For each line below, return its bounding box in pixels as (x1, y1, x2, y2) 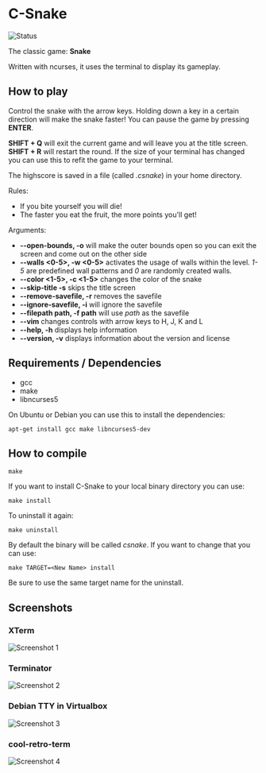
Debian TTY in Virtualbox (8, 701, 108, 712)
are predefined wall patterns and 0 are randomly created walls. (26, 265, 233, 275)
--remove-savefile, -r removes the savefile (19, 291, 162, 300)
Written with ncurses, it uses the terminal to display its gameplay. (8, 61, 221, 72)
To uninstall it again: (8, 511, 74, 520)
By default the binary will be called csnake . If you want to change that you (8, 540, 251, 550)
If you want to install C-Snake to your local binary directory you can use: (8, 481, 245, 491)
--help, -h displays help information (19, 325, 137, 334)
